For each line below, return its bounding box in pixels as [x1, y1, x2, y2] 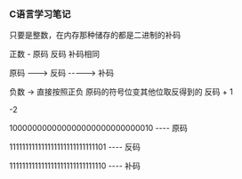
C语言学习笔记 [9, 7, 71, 20]
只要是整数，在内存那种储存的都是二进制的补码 [9, 29, 181, 41]
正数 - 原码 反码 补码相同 [9, 49, 101, 60]
